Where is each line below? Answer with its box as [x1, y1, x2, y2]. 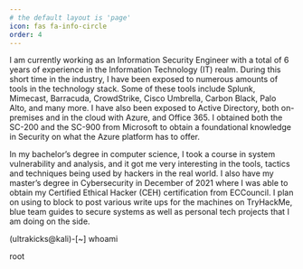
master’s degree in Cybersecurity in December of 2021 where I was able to [9, 178, 289, 189]
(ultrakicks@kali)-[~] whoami [9, 234, 118, 245]
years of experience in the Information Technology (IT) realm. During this [9, 64, 281, 75]
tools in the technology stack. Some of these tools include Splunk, [9, 83, 256, 95]
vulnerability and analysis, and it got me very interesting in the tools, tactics [9, 159, 291, 170]
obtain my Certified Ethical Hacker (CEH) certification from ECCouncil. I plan [9, 187, 294, 199]
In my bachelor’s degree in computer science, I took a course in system [9, 149, 276, 160]
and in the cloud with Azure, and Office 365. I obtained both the [45, 112, 283, 123]
